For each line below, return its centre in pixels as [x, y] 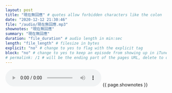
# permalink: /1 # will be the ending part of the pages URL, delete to [84, 57]
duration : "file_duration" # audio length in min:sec [64, 39]
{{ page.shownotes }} [125, 85]
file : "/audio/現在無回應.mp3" [37, 24]
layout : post [19, 10]
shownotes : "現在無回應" [30, 29]
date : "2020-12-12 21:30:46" [36, 19]
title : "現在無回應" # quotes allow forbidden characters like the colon [84, 15]
